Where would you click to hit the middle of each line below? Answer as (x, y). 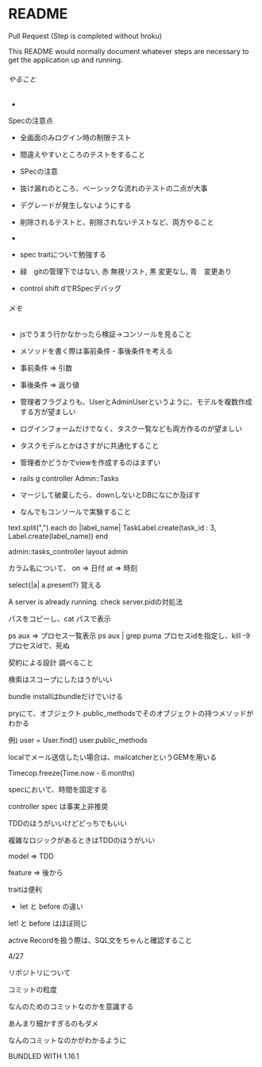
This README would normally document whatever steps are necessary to (129, 51)
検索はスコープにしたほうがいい (60, 680)
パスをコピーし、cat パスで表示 (60, 619)
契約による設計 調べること (51, 662)
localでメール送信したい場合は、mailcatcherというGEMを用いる (112, 757)
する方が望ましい (48, 412)
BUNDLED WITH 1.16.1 (44, 1057)
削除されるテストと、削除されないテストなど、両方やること (117, 222)
